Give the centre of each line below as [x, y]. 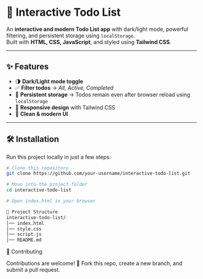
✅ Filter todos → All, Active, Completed [64, 88]
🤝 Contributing [24, 252]
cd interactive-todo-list [39, 190]
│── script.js [24, 235]
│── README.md [24, 240]
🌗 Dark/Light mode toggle [49, 81]
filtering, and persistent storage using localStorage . [71, 35]
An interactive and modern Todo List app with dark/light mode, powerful [97, 29]
